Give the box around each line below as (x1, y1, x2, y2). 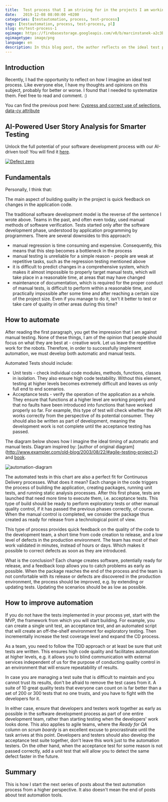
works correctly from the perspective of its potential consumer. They (12, 413, 154, 419)
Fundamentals (5, 173, 51, 181)
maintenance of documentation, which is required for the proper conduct (12, 280, 163, 286)
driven (5, 149, 18, 155)
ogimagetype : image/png (5, 36, 55, 41)
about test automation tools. (5, 792, 63, 798)
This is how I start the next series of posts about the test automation (5, 781, 145, 787)
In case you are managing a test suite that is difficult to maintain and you (5, 674, 154, 680)
